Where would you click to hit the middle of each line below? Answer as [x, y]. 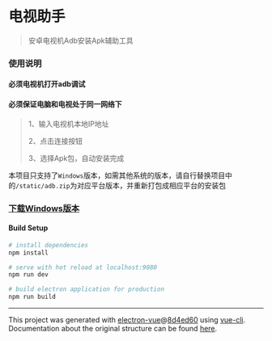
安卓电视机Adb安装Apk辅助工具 [81, 40]
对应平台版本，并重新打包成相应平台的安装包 [151, 185]
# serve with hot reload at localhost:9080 [83, 267]
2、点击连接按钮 [55, 141]
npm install [28, 253]
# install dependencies [49, 245]
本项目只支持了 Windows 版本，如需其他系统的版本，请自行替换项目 [117, 175]
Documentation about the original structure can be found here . [113, 329]
